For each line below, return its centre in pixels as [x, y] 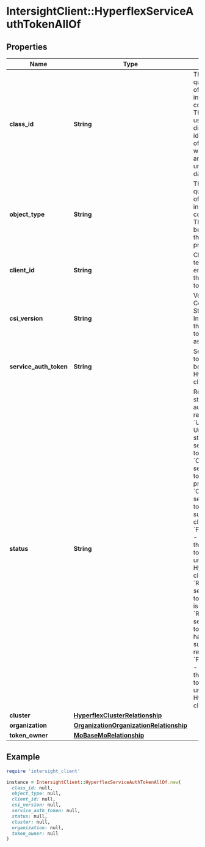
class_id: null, [32, 788]
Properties [27, 47]
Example [23, 757]
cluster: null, [31, 822]
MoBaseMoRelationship [109, 735]
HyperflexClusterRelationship [118, 715]
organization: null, [38, 827]
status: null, [30, 816]
